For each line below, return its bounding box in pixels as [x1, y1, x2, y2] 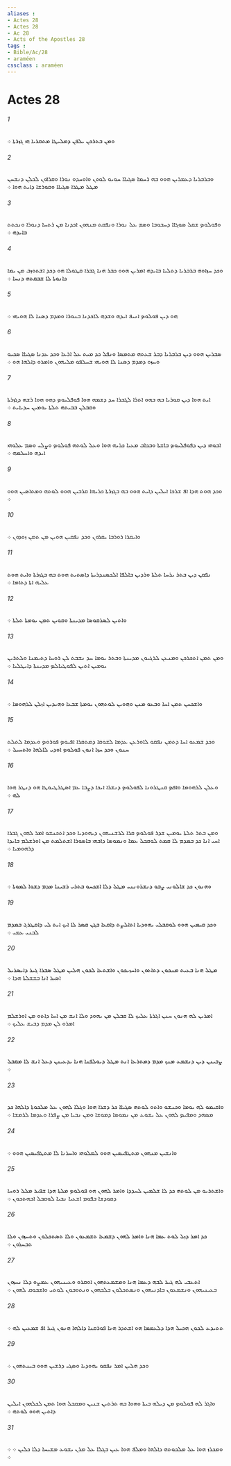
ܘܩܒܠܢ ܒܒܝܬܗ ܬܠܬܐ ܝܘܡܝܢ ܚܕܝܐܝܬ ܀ [7, 403, 96, 411]
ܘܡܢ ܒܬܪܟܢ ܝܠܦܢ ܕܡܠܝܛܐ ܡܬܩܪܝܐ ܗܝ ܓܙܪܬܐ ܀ [7, 137, 115, 145]
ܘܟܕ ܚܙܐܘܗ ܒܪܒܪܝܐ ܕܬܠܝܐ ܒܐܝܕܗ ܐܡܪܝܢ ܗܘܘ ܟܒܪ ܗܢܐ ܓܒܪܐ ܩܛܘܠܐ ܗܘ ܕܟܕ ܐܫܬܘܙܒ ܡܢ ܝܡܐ [7, 265, 223, 274]
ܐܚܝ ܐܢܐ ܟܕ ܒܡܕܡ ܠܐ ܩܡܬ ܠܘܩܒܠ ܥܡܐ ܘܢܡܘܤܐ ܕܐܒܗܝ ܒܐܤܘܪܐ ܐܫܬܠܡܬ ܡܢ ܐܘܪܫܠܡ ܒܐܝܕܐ [7, 837, 220, 845]
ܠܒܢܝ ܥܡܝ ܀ [7, 928, 40, 936]
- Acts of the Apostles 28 [7, 36, 85, 43]
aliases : [7, 10, 36, 17]
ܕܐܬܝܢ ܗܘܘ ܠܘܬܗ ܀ [7, 1406, 56, 1415]
